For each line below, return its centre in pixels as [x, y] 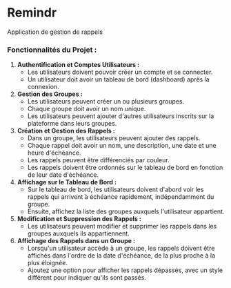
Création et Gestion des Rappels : [66, 131]
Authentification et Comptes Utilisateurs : [78, 65]
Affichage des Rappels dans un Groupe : [76, 241]
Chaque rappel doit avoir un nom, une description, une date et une [122, 146]
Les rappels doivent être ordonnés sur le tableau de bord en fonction [125, 168]
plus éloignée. [47, 263]
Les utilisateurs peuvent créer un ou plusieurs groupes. [106, 102]
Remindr [32, 13]
